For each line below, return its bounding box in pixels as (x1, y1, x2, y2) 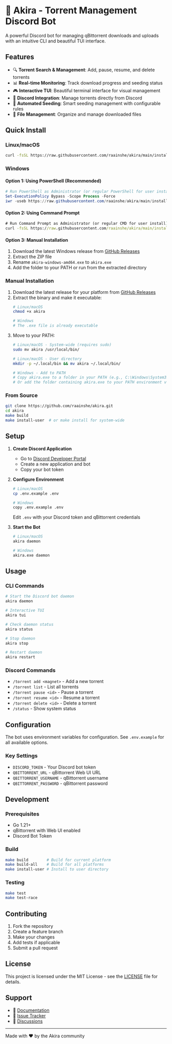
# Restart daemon (5, 650, 42, 655)
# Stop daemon (5, 636, 36, 641)
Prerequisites (5, 810, 39, 817)
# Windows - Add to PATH (12, 370, 66, 375)
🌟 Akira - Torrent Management (5, 5, 137, 16)
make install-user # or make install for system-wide (5, 418, 125, 423)
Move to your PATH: (12, 332, 55, 338)
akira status (5, 627, 33, 632)
